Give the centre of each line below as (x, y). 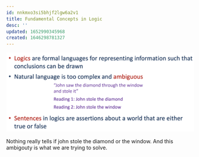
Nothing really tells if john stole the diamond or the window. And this (90, 141)
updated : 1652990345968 (36, 32)
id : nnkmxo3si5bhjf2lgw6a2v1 (42, 13)
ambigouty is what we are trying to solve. (57, 148)
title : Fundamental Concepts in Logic (54, 19)
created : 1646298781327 (36, 38)
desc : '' (17, 25)
